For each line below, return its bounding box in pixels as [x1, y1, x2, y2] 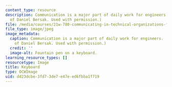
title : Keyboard [5, 64, 40, 70]
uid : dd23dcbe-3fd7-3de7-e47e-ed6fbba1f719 [5, 74, 100, 79]
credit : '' [10, 46, 33, 51]
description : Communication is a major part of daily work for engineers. [5, 12, 168, 17]
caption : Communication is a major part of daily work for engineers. [10, 36, 164, 41]
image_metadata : [5, 31, 40, 36]
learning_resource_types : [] [5, 55, 68, 60]
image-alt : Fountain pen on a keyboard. [10, 50, 97, 55]
